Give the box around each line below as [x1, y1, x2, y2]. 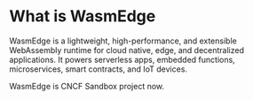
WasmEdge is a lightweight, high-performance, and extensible [9, 35, 237, 46]
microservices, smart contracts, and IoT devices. [9, 64, 188, 74]
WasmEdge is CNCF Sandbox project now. [9, 81, 165, 91]
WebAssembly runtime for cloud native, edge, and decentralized [9, 44, 244, 55]
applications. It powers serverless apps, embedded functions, [9, 54, 235, 65]
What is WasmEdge [9, 6, 156, 27]
